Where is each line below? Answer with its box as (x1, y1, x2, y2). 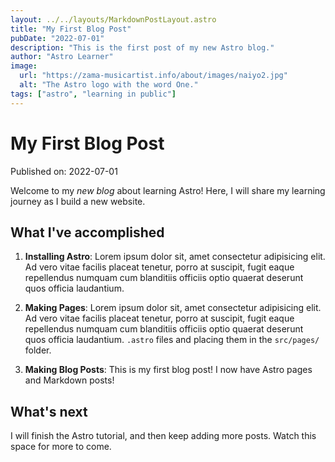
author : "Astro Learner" (10, 52, 114, 62)
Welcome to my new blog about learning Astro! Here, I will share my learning (10, 184, 326, 196)
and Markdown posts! (24, 374, 115, 386)
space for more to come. (10, 441, 112, 453)
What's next (10, 403, 88, 420)
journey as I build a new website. (10, 195, 146, 207)
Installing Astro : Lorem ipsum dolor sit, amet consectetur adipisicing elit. (24, 251, 326, 263)
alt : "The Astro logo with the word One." (19, 80, 199, 90)
